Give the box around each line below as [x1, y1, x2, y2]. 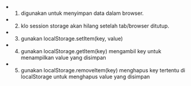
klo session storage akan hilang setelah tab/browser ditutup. [20, 22, 170, 29]
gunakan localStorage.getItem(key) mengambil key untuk [20, 48, 162, 54]
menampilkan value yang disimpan [20, 54, 106, 61]
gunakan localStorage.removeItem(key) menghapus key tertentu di [20, 67, 186, 73]
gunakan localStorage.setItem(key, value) [20, 35, 124, 42]
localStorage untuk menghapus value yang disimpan [20, 73, 150, 80]
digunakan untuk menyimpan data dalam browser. [20, 10, 144, 17]
